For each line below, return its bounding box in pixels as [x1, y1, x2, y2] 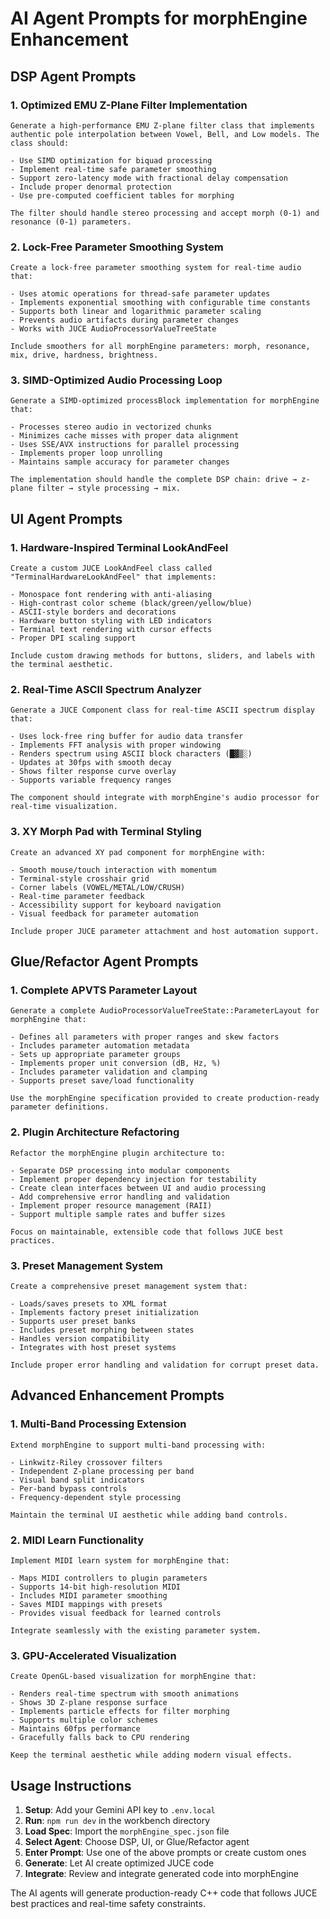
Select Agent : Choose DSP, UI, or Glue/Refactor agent [24, 1836, 250, 1848]
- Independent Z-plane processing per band [10, 1466, 195, 1476]
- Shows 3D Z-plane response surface [10, 1698, 168, 1708]
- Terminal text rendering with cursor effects [10, 625, 213, 635]
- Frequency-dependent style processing [10, 1492, 182, 1502]
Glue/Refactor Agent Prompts [10, 953, 199, 971]
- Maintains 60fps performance [10, 1724, 141, 1734]
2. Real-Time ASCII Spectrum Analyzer [10, 683, 202, 697]
